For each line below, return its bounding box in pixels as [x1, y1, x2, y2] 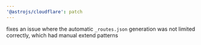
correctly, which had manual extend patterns [6, 31, 118, 39]
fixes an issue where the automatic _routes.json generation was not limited [6, 25, 196, 32]
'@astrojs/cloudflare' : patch [6, 8, 83, 15]
